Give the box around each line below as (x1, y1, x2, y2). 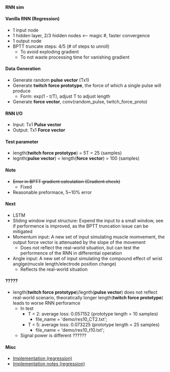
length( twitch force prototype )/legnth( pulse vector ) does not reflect (12, 289, 158, 295)
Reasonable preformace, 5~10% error (12, 189, 92, 195)
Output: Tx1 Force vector (12, 127, 65, 133)
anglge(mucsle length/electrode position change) (12, 261, 117, 267)
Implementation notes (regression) (12, 361, 86, 367)
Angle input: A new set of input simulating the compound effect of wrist (12, 255, 163, 262)
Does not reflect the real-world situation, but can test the (20, 244, 140, 250)
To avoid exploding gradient (20, 48, 79, 54)
